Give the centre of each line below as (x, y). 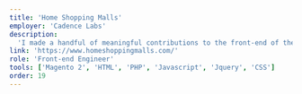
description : (34, 34)
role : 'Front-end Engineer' (62, 59)
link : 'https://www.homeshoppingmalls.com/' (94, 51)
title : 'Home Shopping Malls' (66, 17)
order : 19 (28, 76)
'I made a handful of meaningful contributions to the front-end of (148, 43)
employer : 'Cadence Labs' (58, 26)
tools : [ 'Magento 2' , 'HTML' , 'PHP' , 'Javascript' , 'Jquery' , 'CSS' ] (142, 68)
